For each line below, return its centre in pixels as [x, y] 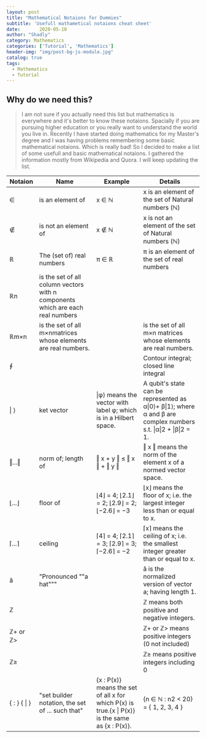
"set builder [56, 695]
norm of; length [61, 458]
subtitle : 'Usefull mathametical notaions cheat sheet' [79, 23]
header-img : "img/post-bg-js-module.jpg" [60, 52]
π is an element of [169, 252]
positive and [161, 611]
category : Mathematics [35, 40]
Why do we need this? [50, 100]
